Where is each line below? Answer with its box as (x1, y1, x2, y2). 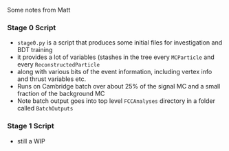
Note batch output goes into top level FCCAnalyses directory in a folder (17, 97, 215, 105)
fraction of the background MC (17, 89, 105, 98)
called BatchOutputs (17, 104, 74, 113)
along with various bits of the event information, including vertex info (17, 68, 212, 76)
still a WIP (17, 137, 46, 145)
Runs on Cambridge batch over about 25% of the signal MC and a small (17, 82, 221, 91)
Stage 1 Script (7, 121, 54, 131)
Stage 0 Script (7, 23, 56, 32)
